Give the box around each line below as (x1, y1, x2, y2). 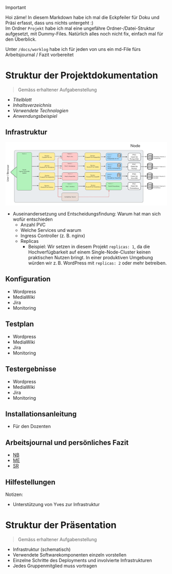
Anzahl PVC (20, 222, 46, 228)
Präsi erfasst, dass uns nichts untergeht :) (5, 20, 94, 26)
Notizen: (5, 491, 23, 497)
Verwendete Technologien (12, 107, 68, 114)
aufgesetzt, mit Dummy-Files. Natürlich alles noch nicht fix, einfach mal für (5, 31, 163, 37)
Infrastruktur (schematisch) (12, 546, 71, 552)
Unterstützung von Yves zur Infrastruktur (12, 501, 100, 507)
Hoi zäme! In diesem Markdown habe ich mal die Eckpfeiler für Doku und (5, 14, 160, 20)
